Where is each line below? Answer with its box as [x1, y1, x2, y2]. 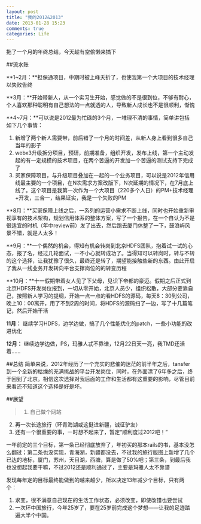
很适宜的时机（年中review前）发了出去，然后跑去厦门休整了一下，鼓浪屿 [6, 222, 185, 229]
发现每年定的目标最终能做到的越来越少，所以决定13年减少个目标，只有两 [6, 477, 185, 484]
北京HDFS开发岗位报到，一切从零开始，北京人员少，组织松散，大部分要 [6, 285, 183, 292]
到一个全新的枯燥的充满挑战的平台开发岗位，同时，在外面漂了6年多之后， [6, 368, 188, 375]
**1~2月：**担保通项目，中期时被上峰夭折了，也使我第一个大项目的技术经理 [6, 74, 195, 81]
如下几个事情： [6, 122, 43, 129]
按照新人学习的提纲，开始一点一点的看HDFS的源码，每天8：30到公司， [16, 292, 193, 299]
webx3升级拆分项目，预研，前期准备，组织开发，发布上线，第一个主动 [14, 149, 189, 156]
